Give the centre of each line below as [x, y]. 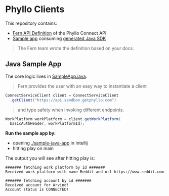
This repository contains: [31, 23]
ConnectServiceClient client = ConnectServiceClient [62, 95]
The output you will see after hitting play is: [50, 158]
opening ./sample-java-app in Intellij [50, 143]
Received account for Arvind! [37, 185]
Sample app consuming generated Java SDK [59, 38]
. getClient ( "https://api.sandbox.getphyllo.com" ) [63, 100]
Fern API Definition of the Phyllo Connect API [59, 33]
